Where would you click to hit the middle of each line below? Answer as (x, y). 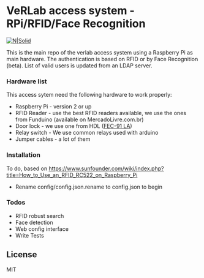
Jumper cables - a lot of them (53, 139)
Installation (24, 155)
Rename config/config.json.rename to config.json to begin (89, 187)
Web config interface (42, 229)
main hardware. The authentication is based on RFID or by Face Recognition (102, 59)
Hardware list (27, 81)
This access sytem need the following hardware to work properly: (89, 95)
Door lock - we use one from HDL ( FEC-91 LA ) (74, 126)
